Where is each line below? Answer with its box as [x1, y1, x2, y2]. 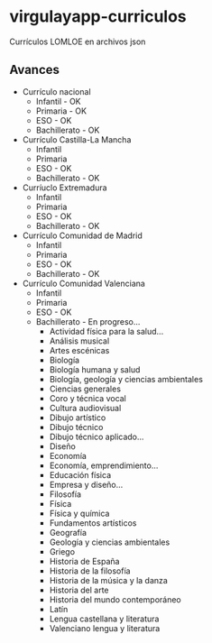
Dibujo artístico [49, 412, 106, 423]
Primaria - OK [35, 106, 88, 116]
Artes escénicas [49, 344, 110, 355]
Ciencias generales [49, 383, 122, 394]
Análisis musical [49, 335, 110, 346]
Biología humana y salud [49, 363, 141, 375]
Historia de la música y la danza [49, 574, 169, 585]
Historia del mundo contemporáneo [49, 593, 182, 605]
